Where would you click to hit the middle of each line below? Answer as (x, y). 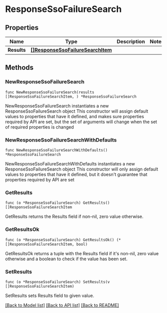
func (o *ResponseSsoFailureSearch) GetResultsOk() (60, 240)
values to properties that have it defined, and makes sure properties (75, 116)
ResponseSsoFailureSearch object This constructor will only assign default (82, 169)
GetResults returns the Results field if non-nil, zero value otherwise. (74, 217)
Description (131, 42)
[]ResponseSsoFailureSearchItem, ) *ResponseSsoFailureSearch (71, 96)
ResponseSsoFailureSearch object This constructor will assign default (77, 111)
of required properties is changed (40, 127)
